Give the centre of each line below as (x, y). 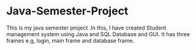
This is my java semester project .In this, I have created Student (86, 28)
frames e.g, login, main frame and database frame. (70, 40)
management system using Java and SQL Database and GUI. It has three (98, 34)
